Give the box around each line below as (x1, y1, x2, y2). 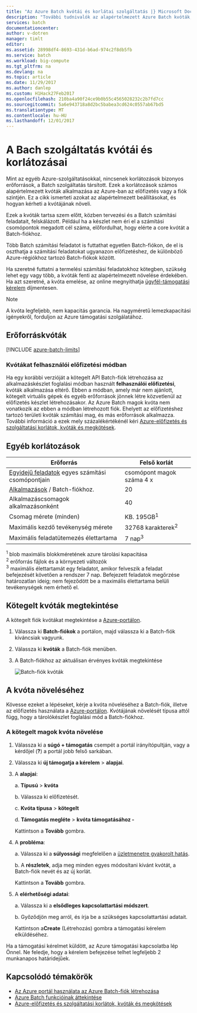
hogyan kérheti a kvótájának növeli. (6, 200, 92, 208)
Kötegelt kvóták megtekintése (6, 601, 119, 611)
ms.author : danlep (6, 85, 51, 91)
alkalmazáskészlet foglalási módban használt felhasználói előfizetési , (6, 380, 176, 387)
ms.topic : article (6, 74, 51, 80)
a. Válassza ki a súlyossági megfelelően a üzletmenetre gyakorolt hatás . (14, 850, 190, 857)
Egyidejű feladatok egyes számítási (9, 468, 106, 476)
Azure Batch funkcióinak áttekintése (14, 994, 102, 1001)
